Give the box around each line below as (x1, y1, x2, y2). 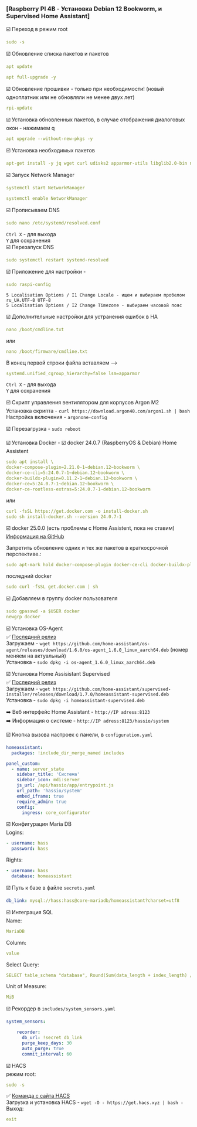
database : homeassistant (11, 873, 72, 879)
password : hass (11, 846, 49, 852)
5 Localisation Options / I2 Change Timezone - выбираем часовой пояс (6, 302, 182, 308)
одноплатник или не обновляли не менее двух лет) (6, 93, 135, 101)
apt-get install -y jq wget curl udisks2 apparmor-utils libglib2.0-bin (6, 160, 188, 166)
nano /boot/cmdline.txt (6, 326, 64, 332)
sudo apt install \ (6, 459, 54, 465)
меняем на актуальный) (6, 652, 66, 659)
